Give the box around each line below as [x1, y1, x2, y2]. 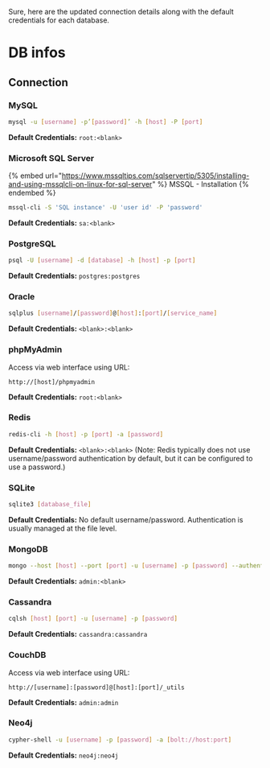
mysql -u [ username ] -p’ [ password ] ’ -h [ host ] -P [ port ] [8, 118, 203, 126]
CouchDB [8, 650, 47, 661]
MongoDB [8, 543, 48, 555]
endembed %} [8, 188, 56, 198]
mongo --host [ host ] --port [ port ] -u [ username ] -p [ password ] [8, 562, 228, 570]
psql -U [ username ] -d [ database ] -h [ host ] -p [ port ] [8, 257, 196, 265]
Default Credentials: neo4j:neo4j [8, 750, 119, 760]
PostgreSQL [8, 237, 56, 249]
